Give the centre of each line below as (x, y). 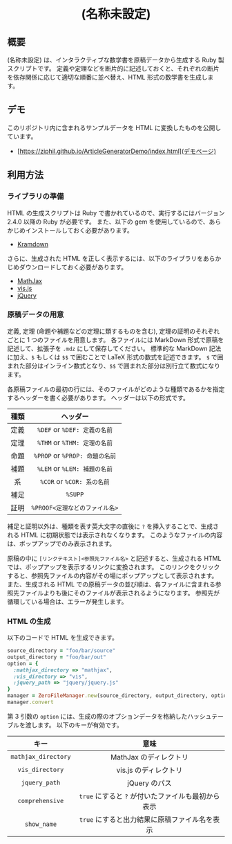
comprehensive (41, 801)
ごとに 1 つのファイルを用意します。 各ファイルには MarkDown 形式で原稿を (116, 339)
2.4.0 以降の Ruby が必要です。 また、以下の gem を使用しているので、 (108, 222)
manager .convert (30, 702)
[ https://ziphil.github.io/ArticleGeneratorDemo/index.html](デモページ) (116, 151)
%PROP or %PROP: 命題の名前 (75, 456)
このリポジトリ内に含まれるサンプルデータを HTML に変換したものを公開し (114, 127)
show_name (41, 824)
